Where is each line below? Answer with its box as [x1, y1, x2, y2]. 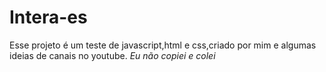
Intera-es [9, 6, 88, 29]
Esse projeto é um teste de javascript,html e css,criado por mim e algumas [9, 39, 317, 51]
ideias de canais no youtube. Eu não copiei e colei [9, 49, 216, 61]
